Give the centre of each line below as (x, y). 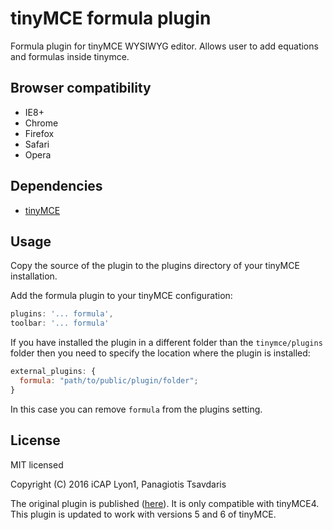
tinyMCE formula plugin (111, 18)
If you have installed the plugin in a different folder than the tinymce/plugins (166, 343)
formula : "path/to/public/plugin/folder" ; (109, 381)
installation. (34, 276)
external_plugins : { (53, 372)
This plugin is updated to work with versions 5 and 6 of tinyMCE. (143, 514)
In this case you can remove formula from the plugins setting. (136, 409)
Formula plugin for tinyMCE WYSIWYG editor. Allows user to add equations (164, 46)
